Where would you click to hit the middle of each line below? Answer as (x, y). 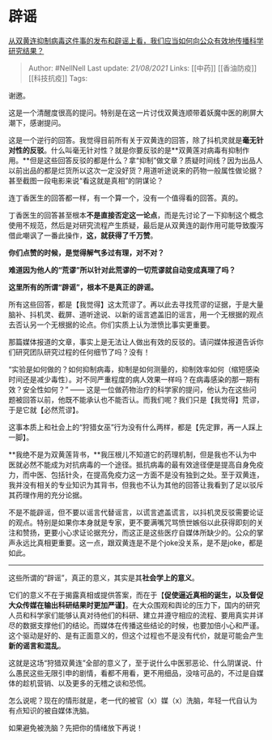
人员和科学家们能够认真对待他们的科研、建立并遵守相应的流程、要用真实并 (132, 615)
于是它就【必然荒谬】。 (46, 410)
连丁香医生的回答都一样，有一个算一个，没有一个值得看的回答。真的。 (125, 198)
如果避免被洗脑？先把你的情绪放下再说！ (76, 728)
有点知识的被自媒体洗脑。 (51, 710)
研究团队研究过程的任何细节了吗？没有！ (83, 352)
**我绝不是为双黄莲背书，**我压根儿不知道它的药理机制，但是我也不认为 (129, 454)
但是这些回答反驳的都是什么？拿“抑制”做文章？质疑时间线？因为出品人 (146, 160)
